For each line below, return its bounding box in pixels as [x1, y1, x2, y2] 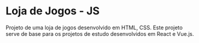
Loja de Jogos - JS [5, 4, 100, 18]
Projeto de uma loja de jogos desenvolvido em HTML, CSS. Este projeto [5, 24, 183, 31]
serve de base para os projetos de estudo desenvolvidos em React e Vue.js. [5, 30, 194, 37]
